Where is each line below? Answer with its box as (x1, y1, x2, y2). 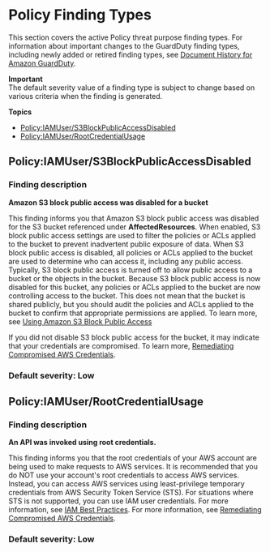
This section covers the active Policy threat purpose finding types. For (8, 32, 243, 42)
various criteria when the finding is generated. (8, 91, 163, 101)
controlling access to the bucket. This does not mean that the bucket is (8, 290, 246, 301)
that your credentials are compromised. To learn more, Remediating (8, 340, 234, 350)
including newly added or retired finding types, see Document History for (8, 49, 253, 59)
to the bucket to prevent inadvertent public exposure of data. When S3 (8, 239, 245, 249)
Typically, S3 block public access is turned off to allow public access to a (8, 265, 253, 275)
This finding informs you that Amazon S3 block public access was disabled (8, 213, 259, 223)
